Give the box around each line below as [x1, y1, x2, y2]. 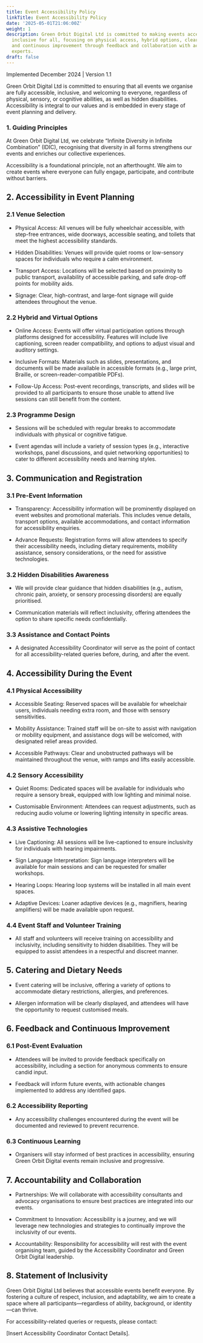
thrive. [22, 1306, 38, 1313]
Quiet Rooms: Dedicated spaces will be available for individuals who [14, 785, 185, 792]
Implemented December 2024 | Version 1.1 [6, 70, 112, 78]
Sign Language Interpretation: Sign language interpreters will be [14, 856, 175, 864]
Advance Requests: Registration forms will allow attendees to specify [14, 536, 187, 543]
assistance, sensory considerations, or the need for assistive [14, 549, 167, 556]
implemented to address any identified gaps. [14, 1087, 126, 1094]
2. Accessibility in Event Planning [6, 192, 135, 203]
